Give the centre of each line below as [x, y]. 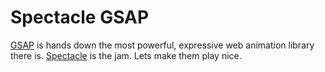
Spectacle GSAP [80, 17]
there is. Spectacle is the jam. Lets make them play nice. [126, 55]
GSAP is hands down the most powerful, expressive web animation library [162, 45]
